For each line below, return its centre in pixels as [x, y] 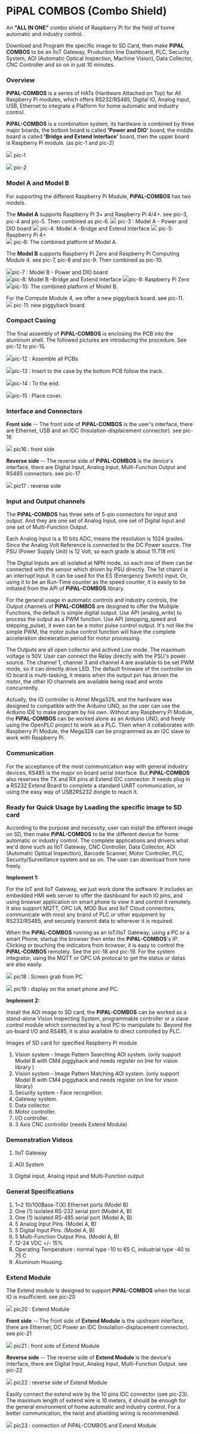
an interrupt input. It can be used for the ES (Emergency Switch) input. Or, [97, 576]
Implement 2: [23, 1001]
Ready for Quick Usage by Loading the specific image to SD [94, 807]
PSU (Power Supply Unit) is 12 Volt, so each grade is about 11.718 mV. [91, 551]
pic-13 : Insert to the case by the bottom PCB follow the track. [88, 371]
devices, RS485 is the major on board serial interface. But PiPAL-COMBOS [98, 773]
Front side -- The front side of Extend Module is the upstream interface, [96, 1320]
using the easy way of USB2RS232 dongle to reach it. [72, 792]
